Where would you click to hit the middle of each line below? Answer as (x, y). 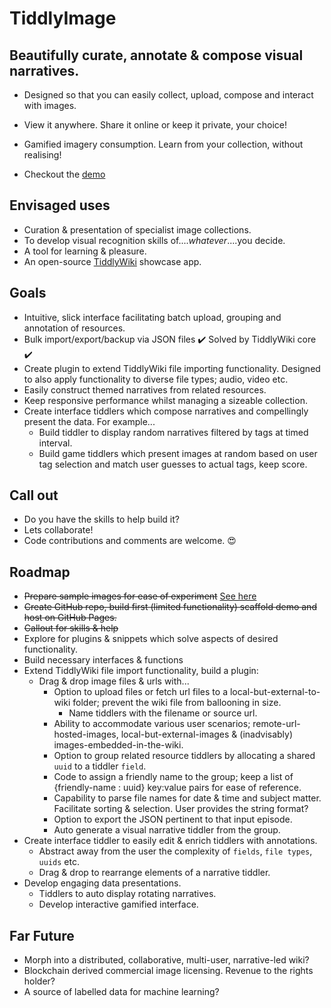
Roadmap (40, 572)
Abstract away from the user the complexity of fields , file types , (175, 851)
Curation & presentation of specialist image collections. (137, 229)
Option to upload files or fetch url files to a (140, 692)
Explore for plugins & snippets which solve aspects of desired (151, 639)
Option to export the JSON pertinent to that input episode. (173, 819)
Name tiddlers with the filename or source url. (163, 713)
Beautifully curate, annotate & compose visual (156, 55)
